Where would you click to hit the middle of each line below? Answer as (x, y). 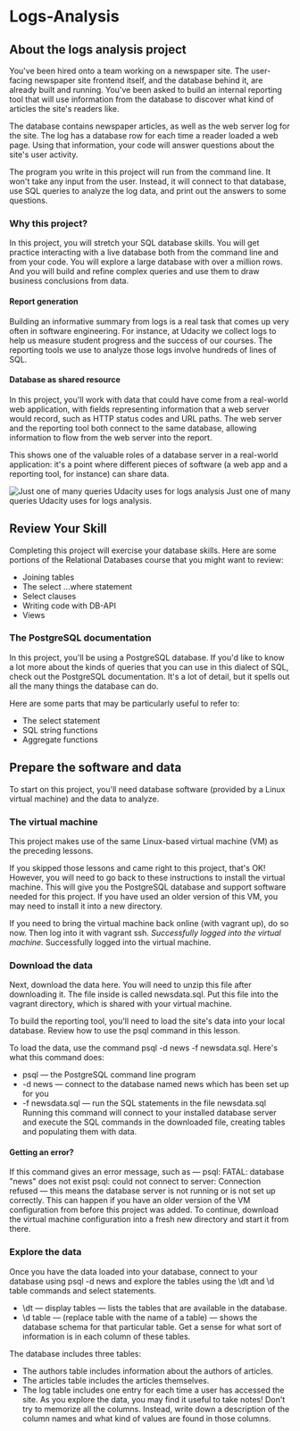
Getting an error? (42, 1152)
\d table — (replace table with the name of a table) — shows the (140, 1317)
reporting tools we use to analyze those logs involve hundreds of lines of (143, 349)
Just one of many (258, 491)
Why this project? (48, 223)
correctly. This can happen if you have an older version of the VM (130, 1201)
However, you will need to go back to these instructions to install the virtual (147, 877)
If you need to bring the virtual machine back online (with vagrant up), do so (149, 923)
